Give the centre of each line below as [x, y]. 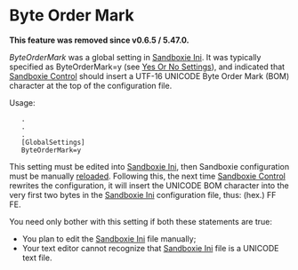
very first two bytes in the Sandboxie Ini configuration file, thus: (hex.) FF [143, 195]
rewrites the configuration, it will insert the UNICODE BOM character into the [149, 185]
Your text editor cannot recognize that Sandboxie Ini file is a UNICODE [150, 248]
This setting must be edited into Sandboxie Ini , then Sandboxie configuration [149, 166]
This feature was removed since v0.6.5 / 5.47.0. [99, 40]
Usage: [22, 102]
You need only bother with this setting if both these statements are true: [141, 221]
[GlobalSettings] [53, 142]
